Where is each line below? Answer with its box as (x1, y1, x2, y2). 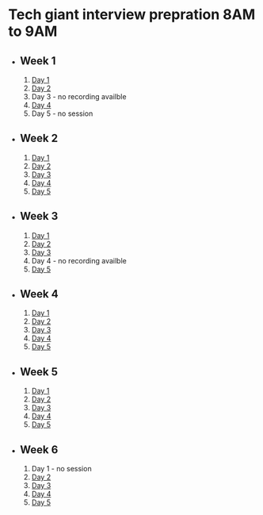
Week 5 (19, 365, 58, 379)
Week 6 (19, 443, 59, 456)
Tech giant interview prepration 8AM (8, 6, 256, 24)
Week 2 (19, 132, 58, 145)
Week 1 (19, 54, 56, 67)
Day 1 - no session (31, 464, 93, 474)
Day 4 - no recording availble (31, 256, 127, 265)
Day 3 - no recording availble (31, 92, 127, 101)
